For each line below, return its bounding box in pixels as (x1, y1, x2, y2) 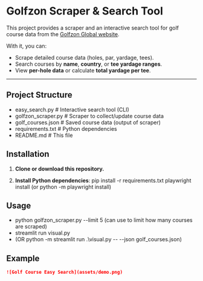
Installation (6, 149, 50, 159)
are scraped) (14, 223, 47, 230)
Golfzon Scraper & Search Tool (6, 4, 163, 18)
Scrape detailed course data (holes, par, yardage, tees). (14, 54, 154, 61)
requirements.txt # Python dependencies (14, 125, 117, 132)
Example (6, 253, 40, 264)
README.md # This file (14, 131, 73, 139)
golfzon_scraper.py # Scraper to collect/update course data (14, 112, 164, 119)
